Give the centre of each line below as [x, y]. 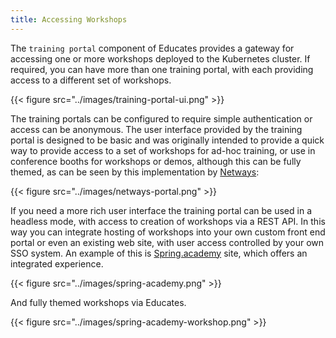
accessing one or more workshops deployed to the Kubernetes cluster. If [160, 58]
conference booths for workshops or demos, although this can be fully [156, 161]
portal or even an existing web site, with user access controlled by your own [167, 242]
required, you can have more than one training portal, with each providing [162, 69]
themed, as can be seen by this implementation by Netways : [135, 172]
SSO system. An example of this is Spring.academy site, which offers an [159, 253]
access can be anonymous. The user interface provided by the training [156, 129]
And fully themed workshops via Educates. [98, 302]
